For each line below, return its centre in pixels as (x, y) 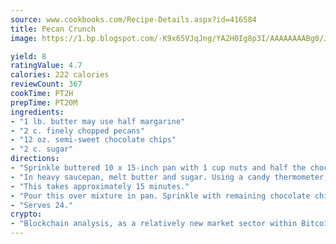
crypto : (26, 214)
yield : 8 (28, 56)
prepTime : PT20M (44, 102)
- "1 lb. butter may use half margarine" (98, 121)
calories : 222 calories (60, 75)
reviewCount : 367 (46, 84)
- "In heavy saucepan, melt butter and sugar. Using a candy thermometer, (169, 177)
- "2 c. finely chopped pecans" (77, 131)
